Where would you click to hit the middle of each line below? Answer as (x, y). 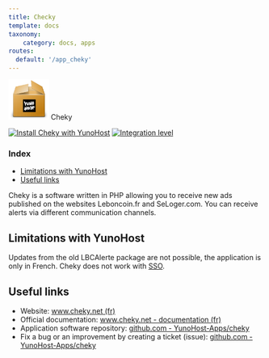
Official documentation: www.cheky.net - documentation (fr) (121, 319)
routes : (21, 51)
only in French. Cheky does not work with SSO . (87, 266)
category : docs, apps (59, 43)
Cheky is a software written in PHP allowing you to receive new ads (120, 196)
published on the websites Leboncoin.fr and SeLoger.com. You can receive (133, 204)
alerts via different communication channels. (82, 213)
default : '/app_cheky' (54, 60)
